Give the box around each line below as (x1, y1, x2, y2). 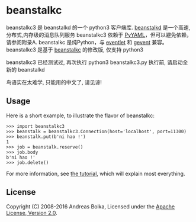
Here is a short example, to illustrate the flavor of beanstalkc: (6, 112, 155, 119)
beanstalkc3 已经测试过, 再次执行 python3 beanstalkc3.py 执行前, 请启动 (6, 59, 183, 66)
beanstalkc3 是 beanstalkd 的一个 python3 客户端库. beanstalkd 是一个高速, (6, 24, 191, 31)
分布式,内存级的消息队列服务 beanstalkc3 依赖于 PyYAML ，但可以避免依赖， (6, 31, 192, 38)
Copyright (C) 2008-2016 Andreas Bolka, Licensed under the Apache (6, 202, 175, 210)
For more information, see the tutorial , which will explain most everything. (6, 170, 185, 177)
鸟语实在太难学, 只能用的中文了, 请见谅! (6, 78, 102, 86)
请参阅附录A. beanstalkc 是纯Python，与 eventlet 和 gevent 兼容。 (6, 38, 168, 46)
